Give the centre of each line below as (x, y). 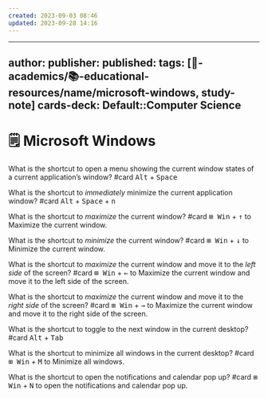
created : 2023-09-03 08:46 (53, 16)
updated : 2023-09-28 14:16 (53, 23)
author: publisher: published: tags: (97, 63)
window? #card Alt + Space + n (62, 201)
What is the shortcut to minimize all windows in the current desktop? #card (131, 353)
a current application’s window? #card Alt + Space (93, 177)
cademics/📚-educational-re (79, 76)
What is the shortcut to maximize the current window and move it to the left (132, 264)
